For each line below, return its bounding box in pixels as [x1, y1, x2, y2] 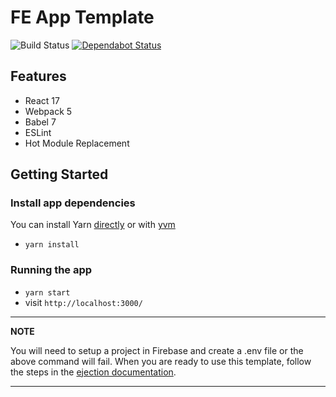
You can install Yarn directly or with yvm [10, 219, 176, 231]
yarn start [24, 287, 71, 298]
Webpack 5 [24, 105, 73, 117]
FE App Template [10, 6, 155, 29]
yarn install [24, 240, 80, 250]
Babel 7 [24, 116, 57, 128]
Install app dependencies [10, 196, 136, 210]
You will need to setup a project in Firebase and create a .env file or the [10, 344, 304, 356]
